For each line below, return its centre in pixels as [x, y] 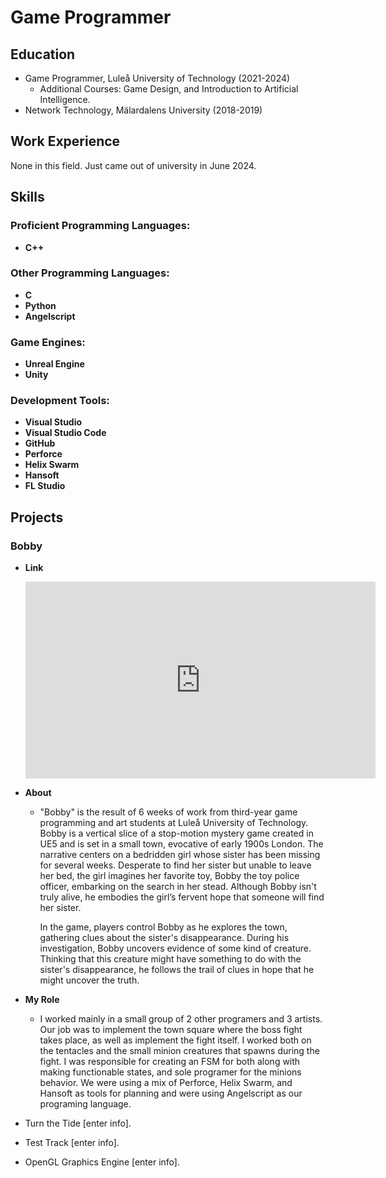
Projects [37, 517]
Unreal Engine [54, 364]
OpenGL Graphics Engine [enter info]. [102, 1162]
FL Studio [45, 486]
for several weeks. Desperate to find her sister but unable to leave [175, 865]
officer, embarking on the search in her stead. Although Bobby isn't [178, 887]
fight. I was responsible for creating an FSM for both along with [170, 1062]
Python [40, 305]
